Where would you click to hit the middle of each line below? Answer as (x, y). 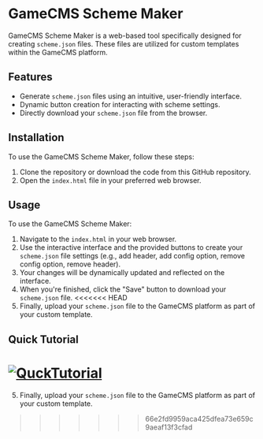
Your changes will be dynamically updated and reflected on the (122, 273)
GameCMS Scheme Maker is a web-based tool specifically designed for (125, 35)
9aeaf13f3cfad (169, 427)
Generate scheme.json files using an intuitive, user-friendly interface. (131, 96)
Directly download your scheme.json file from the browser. (113, 113)
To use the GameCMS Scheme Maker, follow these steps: (101, 156)
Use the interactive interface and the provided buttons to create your (131, 247)
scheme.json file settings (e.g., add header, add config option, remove (132, 256)
